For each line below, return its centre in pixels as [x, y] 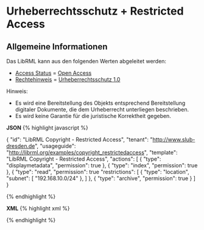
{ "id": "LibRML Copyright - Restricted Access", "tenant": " [80, 139]
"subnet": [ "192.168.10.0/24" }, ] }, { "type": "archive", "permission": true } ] [101, 178]
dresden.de [21, 146]
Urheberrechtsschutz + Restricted [95, 11]
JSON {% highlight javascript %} [47, 128]
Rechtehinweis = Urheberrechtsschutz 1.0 [68, 79]
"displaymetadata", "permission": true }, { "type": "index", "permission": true [102, 165]
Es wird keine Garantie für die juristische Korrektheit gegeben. [93, 116]
